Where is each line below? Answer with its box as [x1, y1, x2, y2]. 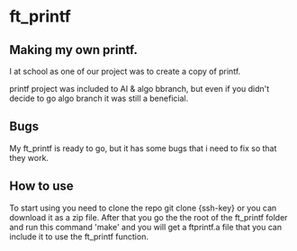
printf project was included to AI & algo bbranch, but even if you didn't [9, 84, 270, 94]
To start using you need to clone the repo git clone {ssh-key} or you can [9, 202, 277, 213]
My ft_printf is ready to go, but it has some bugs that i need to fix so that [9, 142, 277, 154]
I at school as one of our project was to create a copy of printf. [9, 66, 241, 76]
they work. [9, 152, 49, 163]
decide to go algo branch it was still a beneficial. [9, 93, 189, 103]
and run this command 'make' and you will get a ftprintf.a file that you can [9, 221, 282, 232]
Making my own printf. [9, 42, 138, 58]
